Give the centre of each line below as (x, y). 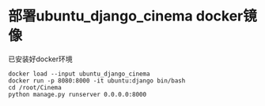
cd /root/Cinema (35, 87)
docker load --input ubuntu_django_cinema (79, 74)
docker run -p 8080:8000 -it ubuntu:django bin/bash (97, 80)
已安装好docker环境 (40, 59)
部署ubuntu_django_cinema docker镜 (132, 16)
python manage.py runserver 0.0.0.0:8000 (78, 94)
